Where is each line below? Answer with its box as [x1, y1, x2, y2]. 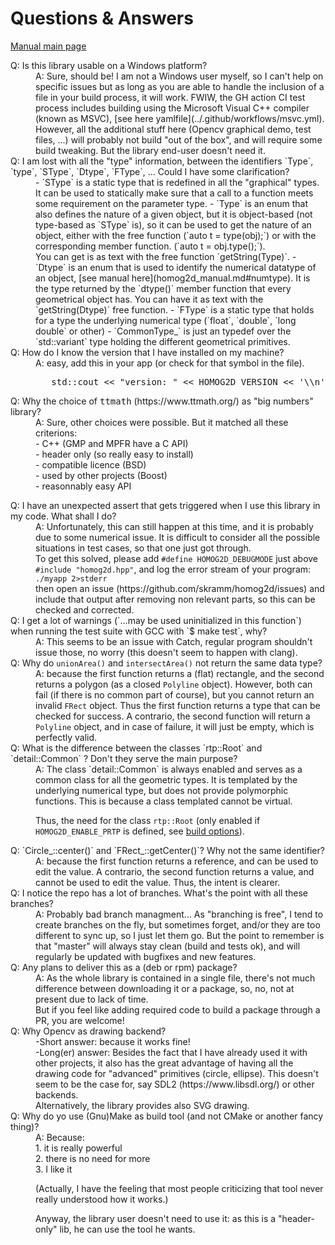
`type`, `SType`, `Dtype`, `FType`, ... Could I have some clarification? [10, 165, 290, 177]
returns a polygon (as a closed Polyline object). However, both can [35, 678, 313, 690]
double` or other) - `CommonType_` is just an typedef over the [35, 325, 292, 337]
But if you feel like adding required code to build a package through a [35, 1003, 321, 1016]
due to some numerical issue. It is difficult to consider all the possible [35, 531, 321, 543]
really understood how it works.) [35, 1193, 169, 1205]
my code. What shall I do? [10, 510, 117, 522]
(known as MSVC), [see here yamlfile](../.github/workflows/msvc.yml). [35, 112, 325, 124]
